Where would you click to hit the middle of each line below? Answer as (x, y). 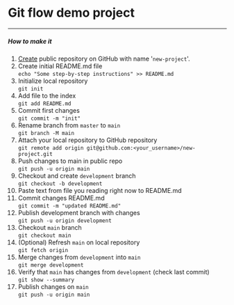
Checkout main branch (50, 227)
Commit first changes (49, 110)
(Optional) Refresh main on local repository (79, 242)
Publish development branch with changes (79, 212)
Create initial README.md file (60, 66)
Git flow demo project (71, 13)
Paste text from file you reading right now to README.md (100, 190)
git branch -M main (46, 133)
